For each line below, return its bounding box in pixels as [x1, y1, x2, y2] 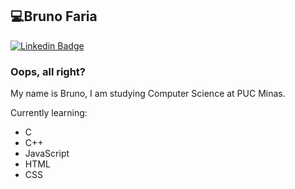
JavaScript [24, 148, 70, 160]
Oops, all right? [10, 64, 87, 78]
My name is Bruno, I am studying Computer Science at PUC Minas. [10, 88, 286, 100]
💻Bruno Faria [10, 8, 98, 25]
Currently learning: [10, 107, 88, 119]
